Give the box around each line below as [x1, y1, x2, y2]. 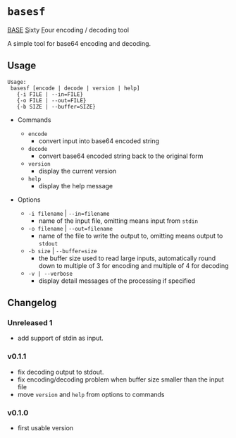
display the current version [38, 166, 117, 175]
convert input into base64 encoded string [38, 136, 160, 145]
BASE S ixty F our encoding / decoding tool [7, 25, 129, 34]
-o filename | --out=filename [27, 224, 113, 232]
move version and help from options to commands [17, 390, 165, 399]
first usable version [17, 424, 74, 432]
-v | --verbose [27, 270, 73, 277]
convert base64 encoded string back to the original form [38, 152, 204, 160]
